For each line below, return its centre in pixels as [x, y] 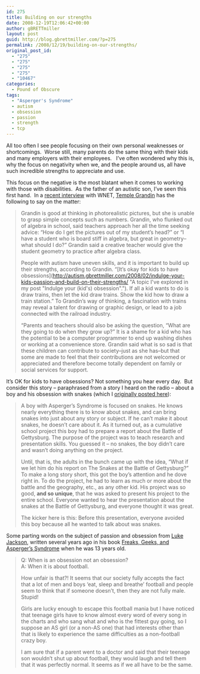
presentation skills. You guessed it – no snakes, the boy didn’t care [103, 444]
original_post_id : [29, 51]
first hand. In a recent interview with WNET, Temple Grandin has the [90, 195]
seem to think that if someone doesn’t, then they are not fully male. [103, 591]
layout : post [22, 34]
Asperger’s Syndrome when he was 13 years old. [66, 548]
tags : [13, 95]
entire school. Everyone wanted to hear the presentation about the [102, 500]
